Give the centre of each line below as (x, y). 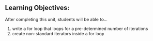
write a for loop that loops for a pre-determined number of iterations (80, 29)
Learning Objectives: (37, 8)
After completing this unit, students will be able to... (56, 19)
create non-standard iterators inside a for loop (58, 33)
